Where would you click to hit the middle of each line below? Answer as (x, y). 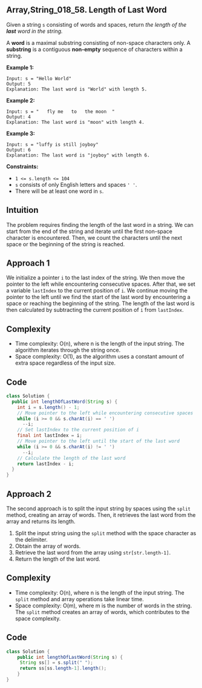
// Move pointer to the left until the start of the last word (99, 441)
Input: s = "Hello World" (39, 78)
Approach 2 (29, 494)
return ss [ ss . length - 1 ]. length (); (63, 669)
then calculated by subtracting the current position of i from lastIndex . (95, 310)
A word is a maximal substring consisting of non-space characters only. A (98, 42)
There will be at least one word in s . (59, 191)
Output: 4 (19, 117)
